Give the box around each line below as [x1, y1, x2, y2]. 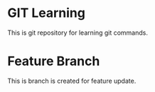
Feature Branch [7, 53, 100, 69]
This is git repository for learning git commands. [7, 28, 148, 37]
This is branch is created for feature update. [7, 76, 137, 85]
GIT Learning [7, 5, 85, 21]
